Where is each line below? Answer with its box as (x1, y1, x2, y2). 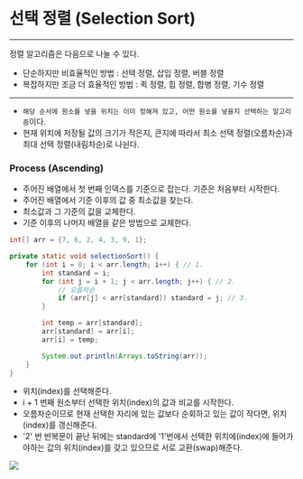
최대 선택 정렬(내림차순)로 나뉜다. (22, 138, 140, 149)
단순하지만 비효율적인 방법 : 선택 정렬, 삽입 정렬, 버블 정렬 (22, 67, 225, 78)
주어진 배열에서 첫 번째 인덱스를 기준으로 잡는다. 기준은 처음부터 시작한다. (22, 183, 280, 194)
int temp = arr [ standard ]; (41, 318, 143, 328)
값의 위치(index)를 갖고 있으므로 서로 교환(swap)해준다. (46, 442, 243, 453)
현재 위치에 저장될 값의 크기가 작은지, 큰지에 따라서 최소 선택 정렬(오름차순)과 (22, 127, 293, 138)
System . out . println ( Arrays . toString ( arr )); (41, 352, 207, 361)
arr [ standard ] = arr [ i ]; (41, 327, 135, 336)
